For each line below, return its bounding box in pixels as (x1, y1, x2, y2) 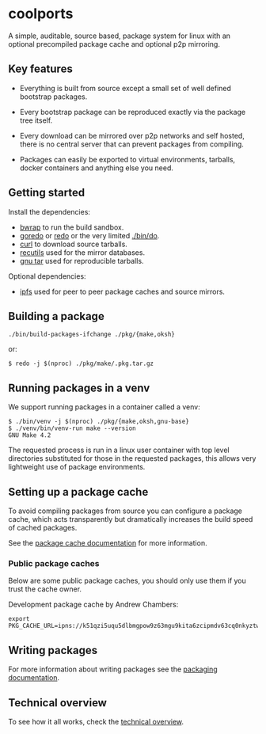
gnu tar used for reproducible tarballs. (19, 256, 144, 265)
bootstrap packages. (19, 92, 88, 101)
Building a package (8, 310, 104, 323)
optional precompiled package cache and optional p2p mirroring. (8, 39, 220, 48)
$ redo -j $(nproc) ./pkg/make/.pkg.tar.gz (8, 359, 154, 368)
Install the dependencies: (8, 207, 91, 216)
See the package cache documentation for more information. (8, 538, 207, 547)
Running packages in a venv (8, 381, 150, 394)
